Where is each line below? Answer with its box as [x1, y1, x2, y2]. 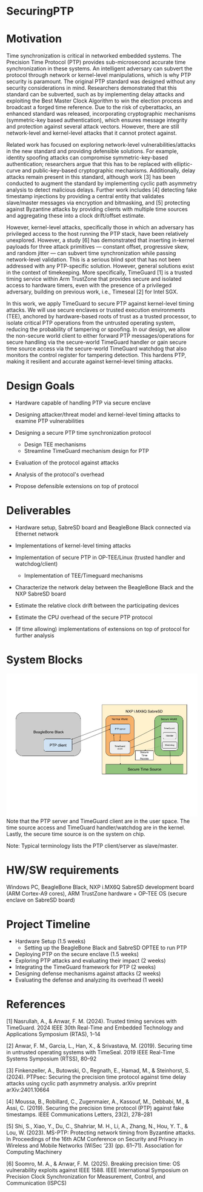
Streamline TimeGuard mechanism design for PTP [24, 447, 150, 455]
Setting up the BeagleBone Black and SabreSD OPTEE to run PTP [24, 944, 187, 951]
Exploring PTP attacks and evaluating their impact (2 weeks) [15, 957, 166, 964]
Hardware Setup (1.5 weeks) [15, 937, 86, 945]
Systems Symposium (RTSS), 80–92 [6, 1055, 97, 1062]
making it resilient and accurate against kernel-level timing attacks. [6, 358, 174, 365]
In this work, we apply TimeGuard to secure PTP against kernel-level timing [6, 300, 195, 307]
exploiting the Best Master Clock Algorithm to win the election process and [6, 97, 193, 104]
